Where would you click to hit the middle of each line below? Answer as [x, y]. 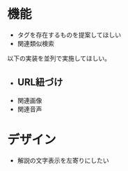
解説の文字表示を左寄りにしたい [63, 160]
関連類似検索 [35, 43]
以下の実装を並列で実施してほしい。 [59, 58]
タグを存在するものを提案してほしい [69, 35]
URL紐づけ [40, 82]
